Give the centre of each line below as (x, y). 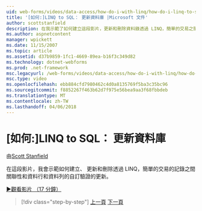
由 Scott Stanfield (27, 156)
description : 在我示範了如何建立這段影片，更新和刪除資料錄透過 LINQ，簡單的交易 (98, 29)
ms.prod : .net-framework (37, 68)
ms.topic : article (29, 51)
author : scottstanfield (36, 23)
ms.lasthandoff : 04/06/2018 (41, 107)
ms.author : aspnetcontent (38, 34)
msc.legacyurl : (25, 73)
